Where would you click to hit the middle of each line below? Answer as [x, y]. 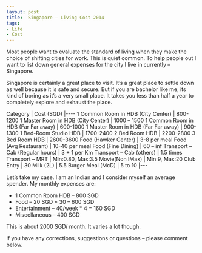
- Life [15, 29]
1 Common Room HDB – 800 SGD [57, 195]
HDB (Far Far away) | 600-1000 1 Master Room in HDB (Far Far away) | [95, 127]
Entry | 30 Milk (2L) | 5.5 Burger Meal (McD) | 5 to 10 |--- [77, 166]
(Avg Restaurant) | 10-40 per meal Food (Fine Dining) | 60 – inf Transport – [99, 146]
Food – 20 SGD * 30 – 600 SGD [55, 202]
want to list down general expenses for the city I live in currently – [89, 65]
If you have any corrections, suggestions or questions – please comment [97, 238]
